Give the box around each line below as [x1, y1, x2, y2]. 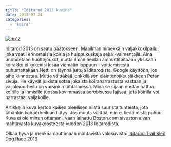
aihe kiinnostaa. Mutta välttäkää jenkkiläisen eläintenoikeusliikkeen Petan [5, 72, 160, 79]
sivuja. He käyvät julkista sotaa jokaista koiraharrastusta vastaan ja [5, 78, 146, 84]
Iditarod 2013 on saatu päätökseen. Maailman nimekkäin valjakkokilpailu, [5, 45, 159, 52]
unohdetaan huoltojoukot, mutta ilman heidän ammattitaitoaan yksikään [5, 57, 157, 63]
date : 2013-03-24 [5, 12, 43, 17]
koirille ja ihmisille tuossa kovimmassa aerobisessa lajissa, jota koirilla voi [5, 89, 159, 95]
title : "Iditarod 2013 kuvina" [5, 7, 72, 13]
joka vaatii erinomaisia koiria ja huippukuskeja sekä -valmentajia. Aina [5, 51, 153, 57]
